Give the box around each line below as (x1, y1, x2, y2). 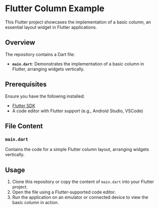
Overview (5, 39, 36, 47)
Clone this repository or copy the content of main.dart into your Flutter (12, 179, 155, 185)
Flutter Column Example (5, 3, 105, 14)
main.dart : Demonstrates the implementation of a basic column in (12, 61, 144, 66)
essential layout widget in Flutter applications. (5, 24, 97, 30)
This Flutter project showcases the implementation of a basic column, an (5, 19, 151, 25)
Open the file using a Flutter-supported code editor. (12, 189, 116, 195)
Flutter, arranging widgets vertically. (12, 66, 85, 72)
